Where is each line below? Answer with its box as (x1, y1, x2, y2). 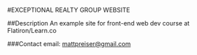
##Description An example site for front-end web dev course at (7, 19, 190, 27)
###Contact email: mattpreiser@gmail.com (7, 40, 131, 47)
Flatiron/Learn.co (7, 27, 57, 34)
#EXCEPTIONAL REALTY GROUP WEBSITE (7, 6, 131, 14)
